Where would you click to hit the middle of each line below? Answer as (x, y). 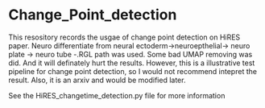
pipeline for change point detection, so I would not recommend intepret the (133, 71)
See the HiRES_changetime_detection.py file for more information (117, 95)
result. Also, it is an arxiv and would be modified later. (97, 80)
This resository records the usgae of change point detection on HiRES (124, 37)
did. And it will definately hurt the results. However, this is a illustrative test (132, 63)
